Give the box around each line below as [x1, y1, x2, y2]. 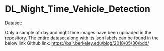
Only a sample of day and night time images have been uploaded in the [5, 29, 152, 35]
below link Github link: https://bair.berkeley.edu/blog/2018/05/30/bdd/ [5, 40, 149, 46]
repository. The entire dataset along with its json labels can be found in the [5, 35, 159, 41]
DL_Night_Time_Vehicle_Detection [5, 3, 151, 15]
